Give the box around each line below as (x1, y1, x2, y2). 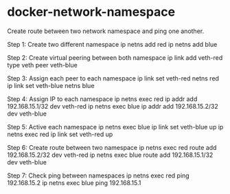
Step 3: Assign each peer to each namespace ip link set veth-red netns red (7, 74, 220, 83)
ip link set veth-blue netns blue (7, 81, 95, 89)
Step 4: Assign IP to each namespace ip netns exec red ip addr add (7, 94, 198, 103)
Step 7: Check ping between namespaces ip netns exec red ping (7, 171, 190, 180)
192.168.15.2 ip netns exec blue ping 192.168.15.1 (7, 178, 141, 186)
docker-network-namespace (7, 4, 176, 20)
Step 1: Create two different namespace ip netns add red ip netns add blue (7, 40, 218, 48)
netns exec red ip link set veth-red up (7, 130, 113, 138)
